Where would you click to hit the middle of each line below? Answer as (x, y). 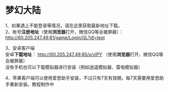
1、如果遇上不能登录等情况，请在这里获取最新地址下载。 (64, 25)
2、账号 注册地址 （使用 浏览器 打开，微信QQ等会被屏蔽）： (64, 32)
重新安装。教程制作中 (32, 84)
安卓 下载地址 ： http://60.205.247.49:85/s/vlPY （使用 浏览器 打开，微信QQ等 (84, 54)
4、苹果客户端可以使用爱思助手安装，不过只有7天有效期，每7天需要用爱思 (82, 78)
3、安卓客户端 (20, 48)
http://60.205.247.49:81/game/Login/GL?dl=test (55, 37)
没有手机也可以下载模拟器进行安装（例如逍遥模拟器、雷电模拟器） (74, 67)
